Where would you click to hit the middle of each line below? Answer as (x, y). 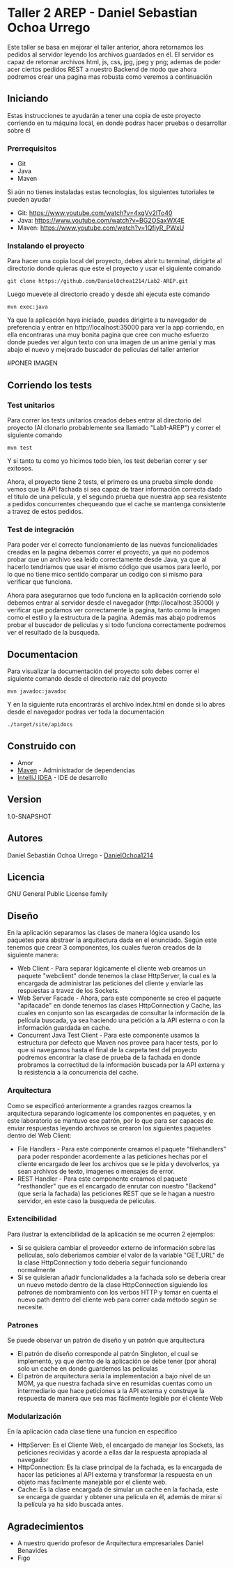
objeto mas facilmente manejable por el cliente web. (92, 1482)
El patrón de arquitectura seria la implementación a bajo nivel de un (114, 1376)
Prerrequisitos (32, 148)
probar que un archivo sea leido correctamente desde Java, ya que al (107, 559)
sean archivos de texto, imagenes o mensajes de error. (96, 1171)
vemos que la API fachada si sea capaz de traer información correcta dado (115, 489)
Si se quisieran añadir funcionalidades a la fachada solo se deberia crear (122, 1277)
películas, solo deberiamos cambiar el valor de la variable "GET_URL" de (121, 1255)
